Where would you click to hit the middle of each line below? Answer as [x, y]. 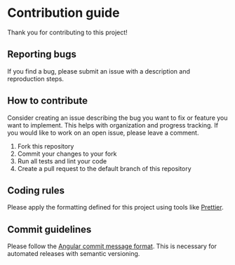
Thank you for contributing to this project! [67, 32]
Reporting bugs [42, 54]
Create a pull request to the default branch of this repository [104, 168]
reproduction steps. [36, 79]
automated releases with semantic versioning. [74, 254]
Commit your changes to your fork [67, 154]
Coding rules [36, 190]
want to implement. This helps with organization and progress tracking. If [113, 125]
